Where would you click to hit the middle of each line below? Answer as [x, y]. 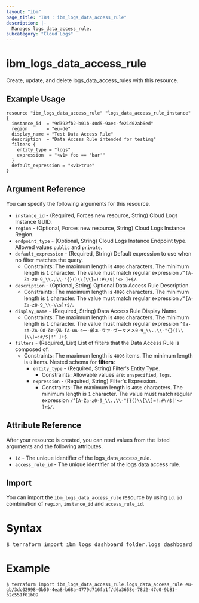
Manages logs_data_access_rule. [52, 28]
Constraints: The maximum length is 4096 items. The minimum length [108, 355]
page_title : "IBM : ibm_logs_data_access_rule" [67, 17]
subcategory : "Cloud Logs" [40, 34]
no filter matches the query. [49, 260]
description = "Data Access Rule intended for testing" [84, 139]
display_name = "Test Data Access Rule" [62, 134]
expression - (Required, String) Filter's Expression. [95, 381]
